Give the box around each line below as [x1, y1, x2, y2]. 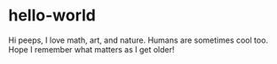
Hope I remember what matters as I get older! [8, 44, 175, 54]
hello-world [8, 5, 97, 26]
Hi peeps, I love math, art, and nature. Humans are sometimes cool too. [8, 35, 268, 45]
